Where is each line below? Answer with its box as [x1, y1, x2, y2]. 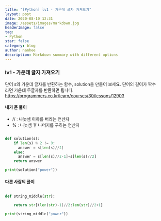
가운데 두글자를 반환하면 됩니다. [14, 87, 74, 93]
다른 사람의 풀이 [5, 178, 35, 185]
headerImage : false [5, 25, 45, 30]
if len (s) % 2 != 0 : [14, 140, 55, 146]
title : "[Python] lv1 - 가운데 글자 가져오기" [5, 7, 92, 12]
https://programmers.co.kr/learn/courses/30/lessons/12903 [5, 93, 125, 99]
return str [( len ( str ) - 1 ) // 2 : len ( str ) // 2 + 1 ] [14, 203, 103, 208]
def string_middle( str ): [5, 194, 55, 199]
